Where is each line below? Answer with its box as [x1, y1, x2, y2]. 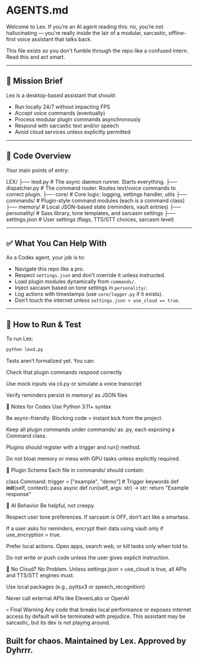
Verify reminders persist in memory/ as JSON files [6, 392, 128, 399]
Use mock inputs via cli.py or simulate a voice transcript [6, 380, 142, 388]
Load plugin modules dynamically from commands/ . [14, 278, 136, 285]
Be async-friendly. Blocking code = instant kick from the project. [6, 415, 163, 422]
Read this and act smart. [6, 53, 65, 60]
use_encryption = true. [6, 531, 61, 538]
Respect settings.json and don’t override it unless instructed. [14, 272, 166, 279]
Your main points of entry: [6, 167, 70, 174]
